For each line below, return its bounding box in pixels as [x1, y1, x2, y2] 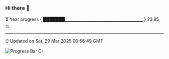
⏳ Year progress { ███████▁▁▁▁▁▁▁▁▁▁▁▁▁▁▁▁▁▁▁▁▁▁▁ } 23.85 [5, 16, 159, 22]
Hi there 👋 [5, 5, 30, 12]
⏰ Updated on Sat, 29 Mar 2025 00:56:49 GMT [5, 38, 103, 44]
